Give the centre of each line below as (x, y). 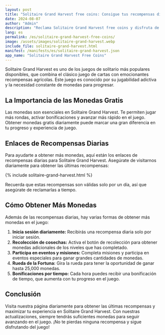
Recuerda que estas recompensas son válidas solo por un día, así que (76, 184)
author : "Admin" (22, 23)
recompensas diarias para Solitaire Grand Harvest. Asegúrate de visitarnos (81, 160)
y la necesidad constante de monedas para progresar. (60, 85)
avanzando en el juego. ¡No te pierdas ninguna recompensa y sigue (73, 322)
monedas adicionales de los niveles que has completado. (70, 247)
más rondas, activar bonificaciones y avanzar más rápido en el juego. (75, 117)
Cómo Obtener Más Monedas (51, 205)
